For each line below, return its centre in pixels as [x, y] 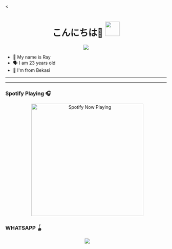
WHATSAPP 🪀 [24, 228]
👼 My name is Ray [32, 57]
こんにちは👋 [78, 33]
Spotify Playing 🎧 [28, 93]
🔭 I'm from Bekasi [31, 70]
